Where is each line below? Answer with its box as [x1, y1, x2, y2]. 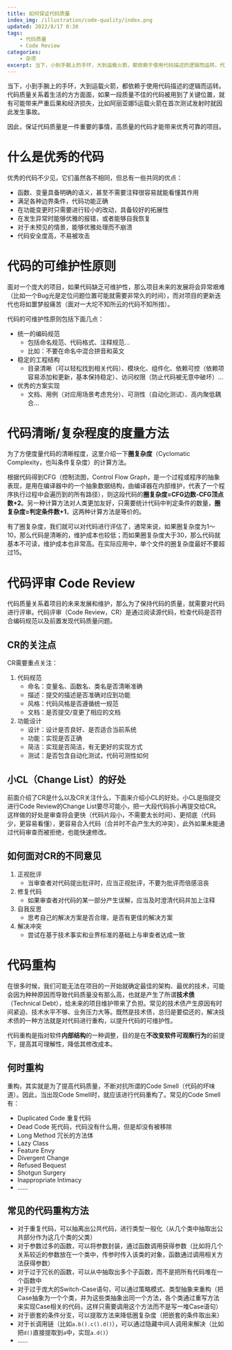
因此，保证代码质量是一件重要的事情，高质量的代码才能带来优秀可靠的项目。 [7, 122, 225, 130]
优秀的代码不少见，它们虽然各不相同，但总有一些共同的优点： [7, 173, 183, 182]
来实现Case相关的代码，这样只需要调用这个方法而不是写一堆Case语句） [17, 1302, 222, 1310]
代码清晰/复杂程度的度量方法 [7, 426, 169, 441]
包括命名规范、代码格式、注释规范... [27, 337, 130, 347]
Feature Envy [17, 1146, 55, 1155]
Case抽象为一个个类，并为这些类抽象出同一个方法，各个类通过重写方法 [17, 1294, 220, 1302]
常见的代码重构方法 [7, 1204, 89, 1216]
